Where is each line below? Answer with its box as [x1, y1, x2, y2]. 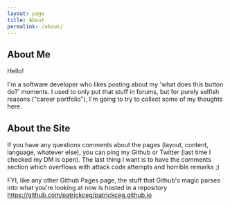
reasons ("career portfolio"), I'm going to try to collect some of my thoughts [7, 95, 223, 104]
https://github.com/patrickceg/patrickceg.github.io [7, 191, 152, 199]
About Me [7, 48, 51, 60]
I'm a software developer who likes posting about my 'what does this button [7, 80, 224, 88]
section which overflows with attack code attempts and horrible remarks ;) [7, 163, 220, 171]
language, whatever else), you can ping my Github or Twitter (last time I [7, 148, 211, 156]
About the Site [7, 122, 71, 134]
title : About [7, 17, 45, 24]
